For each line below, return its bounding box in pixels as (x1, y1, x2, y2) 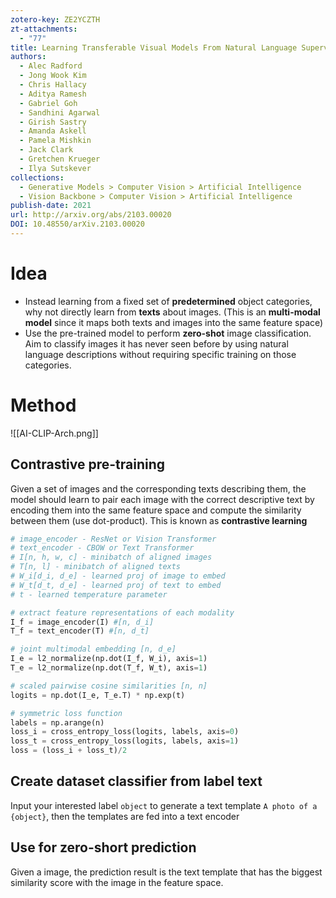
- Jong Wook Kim (19, 71, 87, 81)
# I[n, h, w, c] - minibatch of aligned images (10, 552, 213, 563)
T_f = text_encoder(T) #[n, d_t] (10, 626, 150, 636)
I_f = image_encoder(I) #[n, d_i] (10, 617, 155, 627)
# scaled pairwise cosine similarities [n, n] (10, 681, 208, 691)
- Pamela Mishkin (19, 136, 92, 146)
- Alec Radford (19, 61, 83, 71)
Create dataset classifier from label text (10, 773, 263, 790)
